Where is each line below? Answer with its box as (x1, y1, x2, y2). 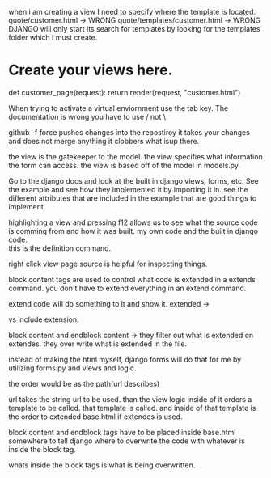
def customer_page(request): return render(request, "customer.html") (8, 87, 241, 97)
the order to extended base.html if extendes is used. (8, 412, 183, 421)
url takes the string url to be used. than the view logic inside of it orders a (8, 394, 252, 404)
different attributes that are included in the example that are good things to (8, 193, 257, 203)
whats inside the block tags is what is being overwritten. (8, 460, 196, 470)
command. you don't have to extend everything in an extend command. (8, 283, 247, 293)
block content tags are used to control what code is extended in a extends (8, 274, 256, 284)
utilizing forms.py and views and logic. (8, 363, 137, 373)
